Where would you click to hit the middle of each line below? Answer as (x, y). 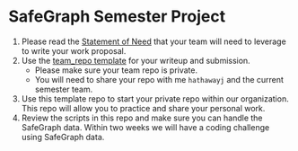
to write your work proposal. (74, 50)
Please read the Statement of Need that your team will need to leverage (153, 41)
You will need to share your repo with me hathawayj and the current (159, 79)
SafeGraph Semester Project (117, 17)
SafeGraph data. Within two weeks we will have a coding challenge (145, 127)
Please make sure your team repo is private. (116, 70)
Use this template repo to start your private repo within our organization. (155, 98)
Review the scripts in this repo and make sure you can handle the (142, 118)
